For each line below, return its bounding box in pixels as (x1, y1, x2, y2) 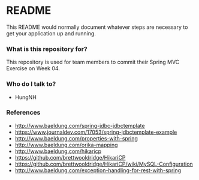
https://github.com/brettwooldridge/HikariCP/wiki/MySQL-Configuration (14, 160, 193, 167)
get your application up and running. (6, 29, 96, 37)
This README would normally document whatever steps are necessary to (6, 23, 188, 31)
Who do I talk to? (6, 80, 56, 88)
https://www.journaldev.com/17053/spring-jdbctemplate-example (14, 128, 177, 136)
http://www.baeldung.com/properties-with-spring (14, 134, 138, 142)
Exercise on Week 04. (6, 65, 60, 72)
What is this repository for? (6, 44, 88, 53)
